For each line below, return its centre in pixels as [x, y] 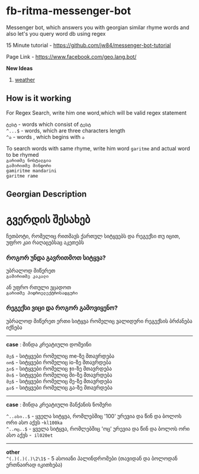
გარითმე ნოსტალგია [29, 160]
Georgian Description [46, 194]
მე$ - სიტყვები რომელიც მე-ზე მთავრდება [59, 381]
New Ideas [20, 68]
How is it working [39, 98]
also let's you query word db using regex [56, 33]
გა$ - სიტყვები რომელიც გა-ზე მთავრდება [59, 387]
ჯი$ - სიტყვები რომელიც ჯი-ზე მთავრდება [59, 368]
